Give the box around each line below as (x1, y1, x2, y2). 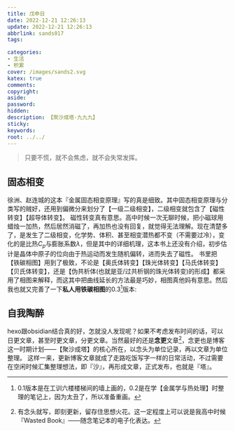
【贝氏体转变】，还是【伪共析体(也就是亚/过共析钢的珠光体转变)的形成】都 (7, 267, 220, 275)
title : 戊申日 (7, 10, 45, 17)
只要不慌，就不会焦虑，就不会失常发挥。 (24, 153, 141, 162)
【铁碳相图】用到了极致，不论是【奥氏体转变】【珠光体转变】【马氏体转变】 (7, 258, 222, 267)
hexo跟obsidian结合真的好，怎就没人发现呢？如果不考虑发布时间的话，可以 (7, 327, 224, 336)
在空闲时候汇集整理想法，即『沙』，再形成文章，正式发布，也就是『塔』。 (7, 362, 215, 371)
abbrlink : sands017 (7, 29, 64, 37)
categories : (7, 49, 42, 56)
